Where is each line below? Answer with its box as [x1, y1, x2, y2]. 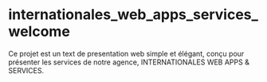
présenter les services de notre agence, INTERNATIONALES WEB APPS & [8, 57, 249, 67]
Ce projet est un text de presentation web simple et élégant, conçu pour [8, 49, 245, 58]
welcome [8, 22, 70, 41]
